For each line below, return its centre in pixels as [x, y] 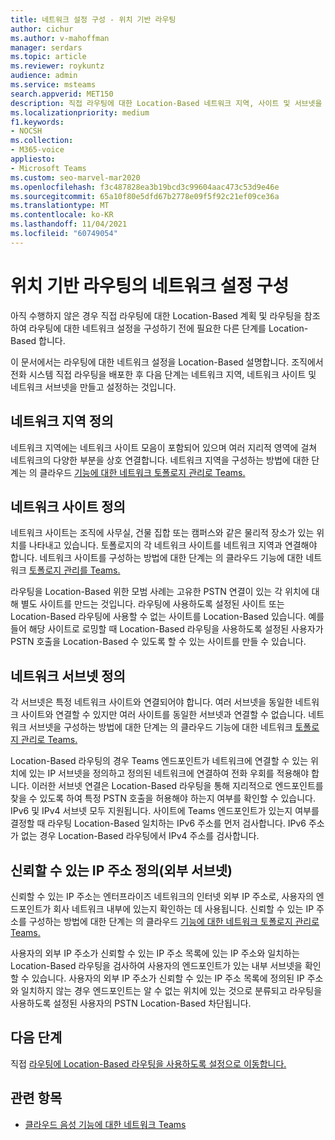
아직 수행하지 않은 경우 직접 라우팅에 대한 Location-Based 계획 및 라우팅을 [156, 315]
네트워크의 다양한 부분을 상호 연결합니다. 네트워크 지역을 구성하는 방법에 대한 [160, 460]
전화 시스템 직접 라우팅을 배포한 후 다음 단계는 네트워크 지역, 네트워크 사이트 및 [163, 374]
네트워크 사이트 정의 [68, 506]
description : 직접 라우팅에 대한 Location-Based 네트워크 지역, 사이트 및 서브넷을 [166, 103]
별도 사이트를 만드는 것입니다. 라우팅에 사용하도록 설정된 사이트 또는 [152, 604]
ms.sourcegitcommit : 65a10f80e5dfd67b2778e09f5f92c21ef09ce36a [145, 196]
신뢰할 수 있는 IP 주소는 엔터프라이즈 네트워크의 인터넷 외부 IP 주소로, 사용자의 [162, 896]
